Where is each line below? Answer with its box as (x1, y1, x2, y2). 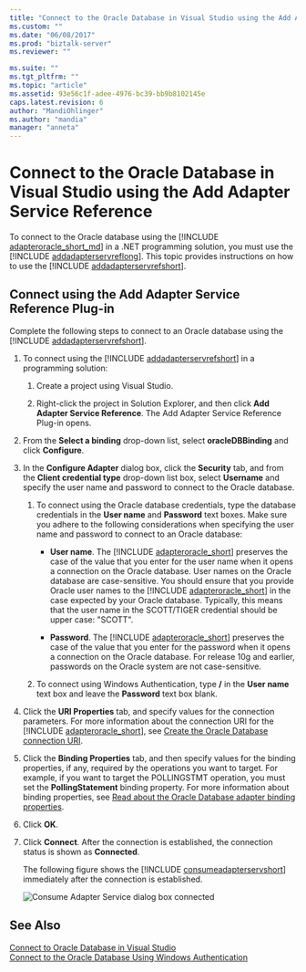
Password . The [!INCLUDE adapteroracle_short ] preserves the (49, 632, 285, 643)
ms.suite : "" (9, 64, 59, 73)
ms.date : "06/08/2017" (9, 30, 96, 39)
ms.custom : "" (9, 22, 64, 31)
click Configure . (22, 444, 85, 455)
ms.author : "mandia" (9, 115, 88, 124)
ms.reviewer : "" (9, 47, 71, 57)
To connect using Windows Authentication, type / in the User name (36, 678, 290, 689)
